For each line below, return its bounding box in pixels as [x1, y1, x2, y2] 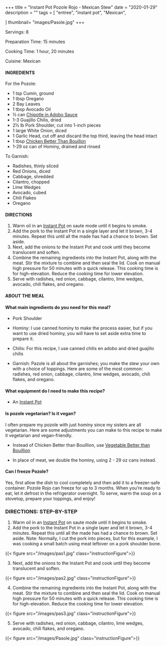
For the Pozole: [5, 81, 36, 87]
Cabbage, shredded [12, 174, 54, 180]
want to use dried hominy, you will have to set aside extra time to [12, 331, 146, 337]
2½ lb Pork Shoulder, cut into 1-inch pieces [12, 122, 101, 128]
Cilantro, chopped [12, 179, 50, 185]
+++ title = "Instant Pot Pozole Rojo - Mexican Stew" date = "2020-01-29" [5, 5, 157, 10]
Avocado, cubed [12, 190, 46, 196]
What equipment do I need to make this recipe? [5, 388, 105, 394]
